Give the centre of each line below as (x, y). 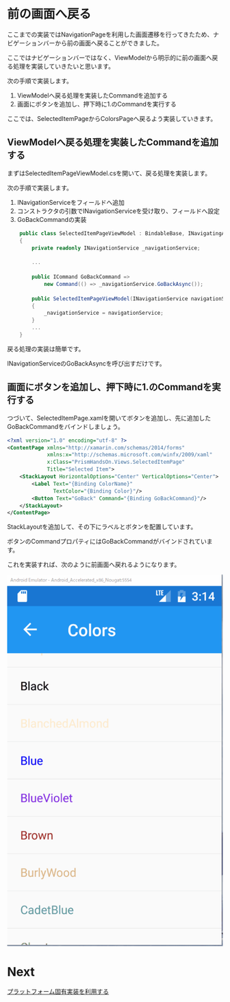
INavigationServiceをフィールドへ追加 (71, 202)
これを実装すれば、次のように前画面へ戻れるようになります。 (94, 565)
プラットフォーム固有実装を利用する (58, 992)
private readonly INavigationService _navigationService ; (116, 248)
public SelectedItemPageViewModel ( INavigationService (110, 299)
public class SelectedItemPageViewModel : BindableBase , (102, 233)
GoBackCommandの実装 (52, 219)
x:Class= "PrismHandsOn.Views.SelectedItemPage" (116, 462)
